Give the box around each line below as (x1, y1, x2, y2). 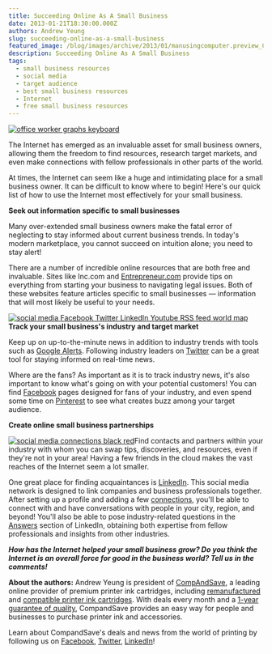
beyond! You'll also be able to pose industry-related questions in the (8, 512, 236, 522)
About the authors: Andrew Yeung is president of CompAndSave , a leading (8, 578, 261, 588)
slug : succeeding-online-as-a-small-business (8, 34, 164, 43)
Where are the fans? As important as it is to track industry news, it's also (8, 370, 250, 380)
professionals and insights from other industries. (8, 529, 170, 539)
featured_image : (8, 42, 63, 50)
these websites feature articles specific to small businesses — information (8, 289, 257, 299)
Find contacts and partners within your (134, 436, 264, 446)
